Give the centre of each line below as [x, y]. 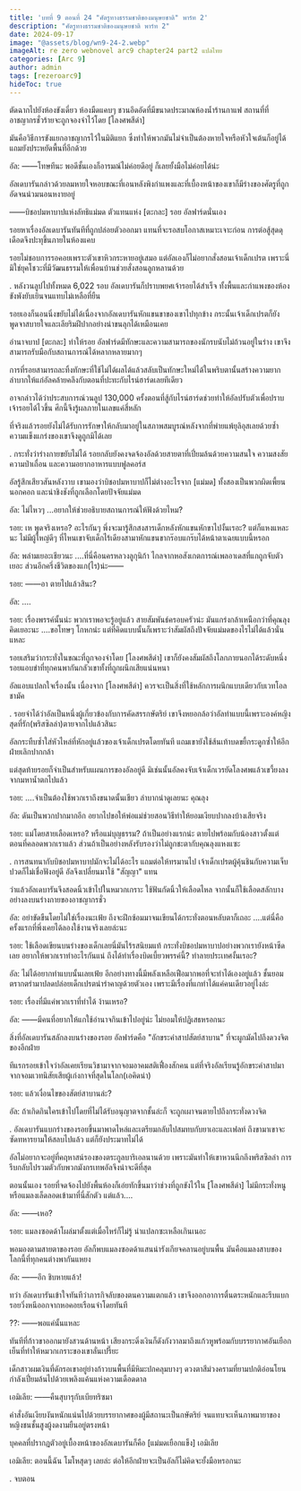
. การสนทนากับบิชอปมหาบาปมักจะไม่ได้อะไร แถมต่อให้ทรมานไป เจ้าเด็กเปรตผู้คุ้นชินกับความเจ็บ [149, 861]
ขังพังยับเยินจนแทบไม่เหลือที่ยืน [55, 296]
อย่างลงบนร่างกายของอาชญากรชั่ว [58, 899]
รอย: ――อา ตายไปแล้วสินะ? [53, 583]
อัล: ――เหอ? [31, 1213]
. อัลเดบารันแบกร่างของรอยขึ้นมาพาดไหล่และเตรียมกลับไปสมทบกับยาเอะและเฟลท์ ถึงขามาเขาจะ [147, 1129]
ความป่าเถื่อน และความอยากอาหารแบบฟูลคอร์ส [77, 463]
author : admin [36, 68]
